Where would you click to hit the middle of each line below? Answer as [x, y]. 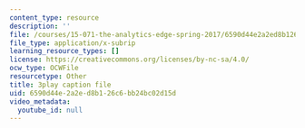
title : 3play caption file [60, 85]
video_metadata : [40, 101]
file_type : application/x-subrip [73, 43]
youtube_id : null [50, 110]
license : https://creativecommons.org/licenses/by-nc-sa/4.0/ [129, 59]
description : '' [40, 26]
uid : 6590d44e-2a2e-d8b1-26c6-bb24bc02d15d [93, 93]
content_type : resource [54, 18]
